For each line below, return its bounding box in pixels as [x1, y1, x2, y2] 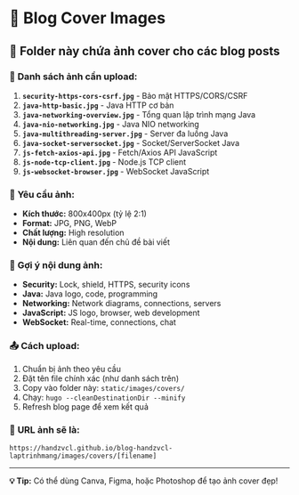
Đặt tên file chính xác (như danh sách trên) [21, 373, 180, 384]
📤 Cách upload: [9, 340, 80, 353]
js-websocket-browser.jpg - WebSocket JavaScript [21, 166, 210, 176]
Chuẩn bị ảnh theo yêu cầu [21, 363, 122, 374]
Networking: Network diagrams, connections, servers [21, 298, 222, 309]
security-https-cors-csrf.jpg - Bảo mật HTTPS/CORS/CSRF [21, 90, 248, 101]
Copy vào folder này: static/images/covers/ [21, 382, 185, 393]
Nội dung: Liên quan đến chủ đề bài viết [21, 237, 171, 247]
